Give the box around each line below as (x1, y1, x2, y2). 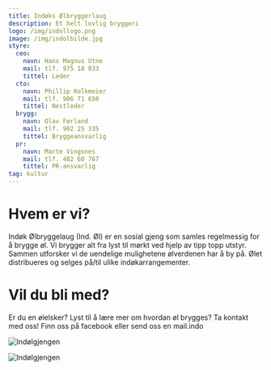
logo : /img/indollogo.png (8, 27, 95, 35)
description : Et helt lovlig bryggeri (8, 19, 139, 28)
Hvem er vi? (8, 205, 91, 223)
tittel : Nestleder (23, 102, 85, 110)
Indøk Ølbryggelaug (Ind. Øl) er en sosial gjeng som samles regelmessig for (8, 232, 260, 241)
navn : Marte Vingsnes (23, 147, 95, 155)
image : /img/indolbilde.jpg (8, 34, 104, 43)
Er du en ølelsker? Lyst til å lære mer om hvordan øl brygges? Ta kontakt (8, 313, 249, 322)
